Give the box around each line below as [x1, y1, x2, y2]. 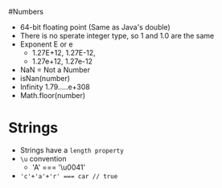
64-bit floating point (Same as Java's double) [19, 22, 171, 31]
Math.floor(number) [19, 91, 86, 100]
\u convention [19, 153, 67, 163]
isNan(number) [19, 74, 71, 83]
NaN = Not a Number [19, 65, 91, 75]
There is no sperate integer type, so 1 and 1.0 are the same [19, 31, 215, 40]
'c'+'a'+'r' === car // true [19, 172, 118, 180]
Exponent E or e [19, 39, 74, 49]
